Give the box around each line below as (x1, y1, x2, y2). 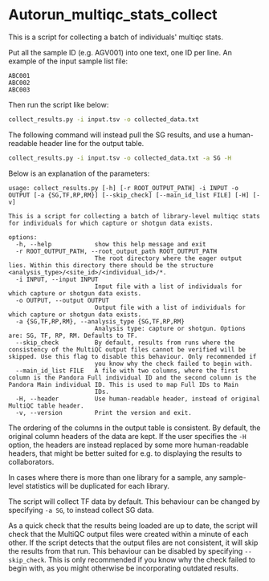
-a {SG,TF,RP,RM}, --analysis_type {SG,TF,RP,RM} (15, 317, 185, 326)
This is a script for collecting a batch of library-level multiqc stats (8, 212, 261, 220)
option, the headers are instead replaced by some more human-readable (8, 440, 249, 449)
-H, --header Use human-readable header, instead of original (15, 395, 261, 403)
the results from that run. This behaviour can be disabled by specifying (8, 546, 243, 555)
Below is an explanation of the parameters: (8, 169, 150, 178)
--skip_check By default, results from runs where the (15, 339, 235, 347)
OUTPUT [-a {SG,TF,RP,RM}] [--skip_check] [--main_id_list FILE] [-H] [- (8, 191, 261, 199)
